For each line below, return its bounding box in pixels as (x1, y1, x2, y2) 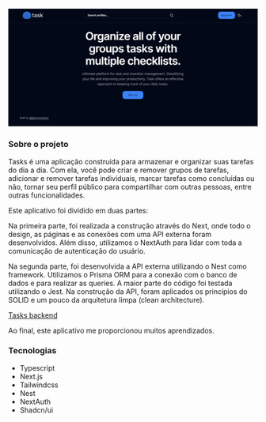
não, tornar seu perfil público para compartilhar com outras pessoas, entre (8, 182, 252, 191)
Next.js (19, 371, 44, 381)
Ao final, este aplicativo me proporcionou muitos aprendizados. (8, 326, 215, 335)
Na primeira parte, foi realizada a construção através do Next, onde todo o (8, 220, 251, 230)
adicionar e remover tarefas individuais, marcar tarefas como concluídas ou (8, 173, 255, 183)
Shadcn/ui (19, 405, 54, 415)
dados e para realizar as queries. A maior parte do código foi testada (8, 278, 233, 288)
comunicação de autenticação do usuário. (8, 246, 146, 255)
